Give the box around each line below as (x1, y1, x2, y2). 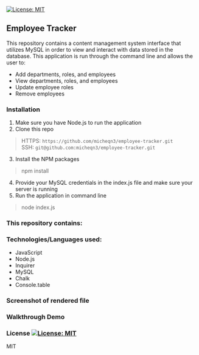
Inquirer (15, 262, 35, 269)
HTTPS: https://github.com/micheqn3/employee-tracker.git (21, 137, 173, 145)
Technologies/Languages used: (6, 235, 102, 243)
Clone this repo (15, 125, 54, 133)
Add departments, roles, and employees (15, 71, 116, 78)
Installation (6, 105, 41, 114)
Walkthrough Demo (6, 313, 65, 322)
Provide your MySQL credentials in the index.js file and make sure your (15, 179, 193, 187)
